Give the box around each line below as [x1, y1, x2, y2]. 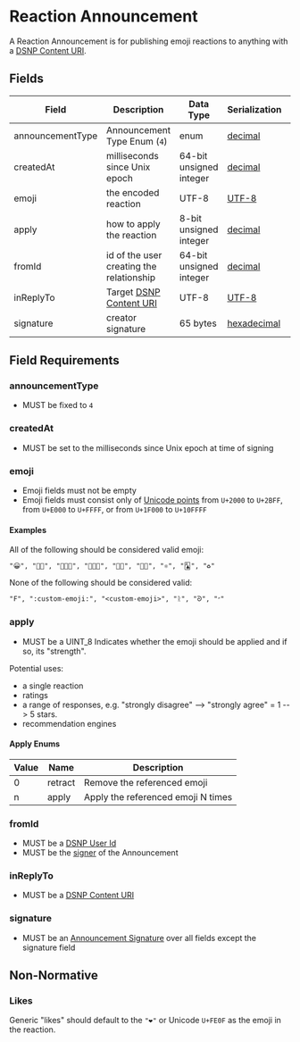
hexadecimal [227, 317, 281, 329]
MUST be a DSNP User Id [21, 838, 117, 849]
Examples [9, 524, 47, 535]
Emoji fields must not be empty [21, 485, 137, 496]
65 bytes [179, 317, 217, 329]
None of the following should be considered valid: [9, 578, 193, 588]
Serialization [227, 103, 282, 115]
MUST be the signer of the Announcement [21, 847, 179, 858]
